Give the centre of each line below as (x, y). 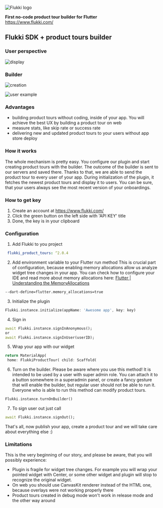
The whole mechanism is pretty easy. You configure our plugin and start (77, 162)
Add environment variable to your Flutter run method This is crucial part (84, 262)
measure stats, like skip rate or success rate (56, 128)
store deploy (25, 138)
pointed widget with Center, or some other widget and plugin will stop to (84, 475)
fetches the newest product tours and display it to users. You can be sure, (79, 182)
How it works (21, 151)
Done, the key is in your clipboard (46, 221)
